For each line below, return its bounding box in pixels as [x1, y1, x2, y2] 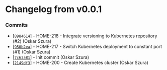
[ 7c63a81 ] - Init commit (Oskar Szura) [12, 54, 90, 60]
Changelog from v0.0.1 [5, 4, 102, 15]
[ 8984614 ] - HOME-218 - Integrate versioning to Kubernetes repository [12, 33, 157, 39]
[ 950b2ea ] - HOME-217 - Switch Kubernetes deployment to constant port [12, 44, 162, 50]
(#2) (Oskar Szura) [12, 38, 52, 44]
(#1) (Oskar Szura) [12, 49, 51, 55]
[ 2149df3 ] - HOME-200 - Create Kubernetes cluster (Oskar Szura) [12, 59, 148, 66]
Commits [5, 22, 28, 29]
